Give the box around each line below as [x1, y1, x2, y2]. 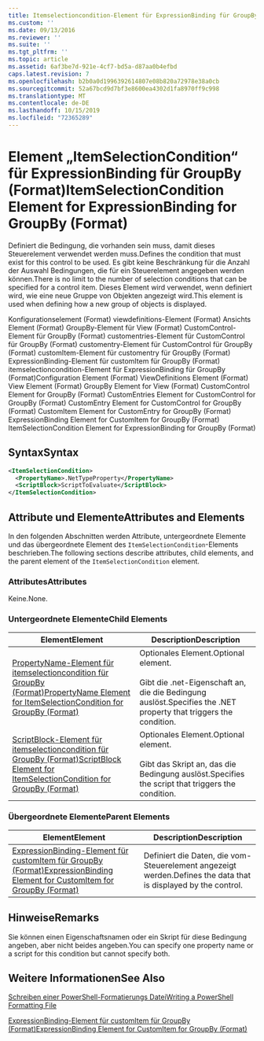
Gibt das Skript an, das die [139, 759, 236, 770]
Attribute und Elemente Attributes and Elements [8, 511, 245, 524]
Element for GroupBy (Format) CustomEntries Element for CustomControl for [8, 389, 256, 399]
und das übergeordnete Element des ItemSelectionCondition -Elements [8, 540, 239, 549]
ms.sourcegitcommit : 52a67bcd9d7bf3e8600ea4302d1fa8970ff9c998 [8, 84, 220, 93]
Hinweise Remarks [8, 911, 100, 925]
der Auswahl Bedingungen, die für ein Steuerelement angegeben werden [8, 265, 245, 275]
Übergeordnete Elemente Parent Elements [8, 811, 170, 822]
